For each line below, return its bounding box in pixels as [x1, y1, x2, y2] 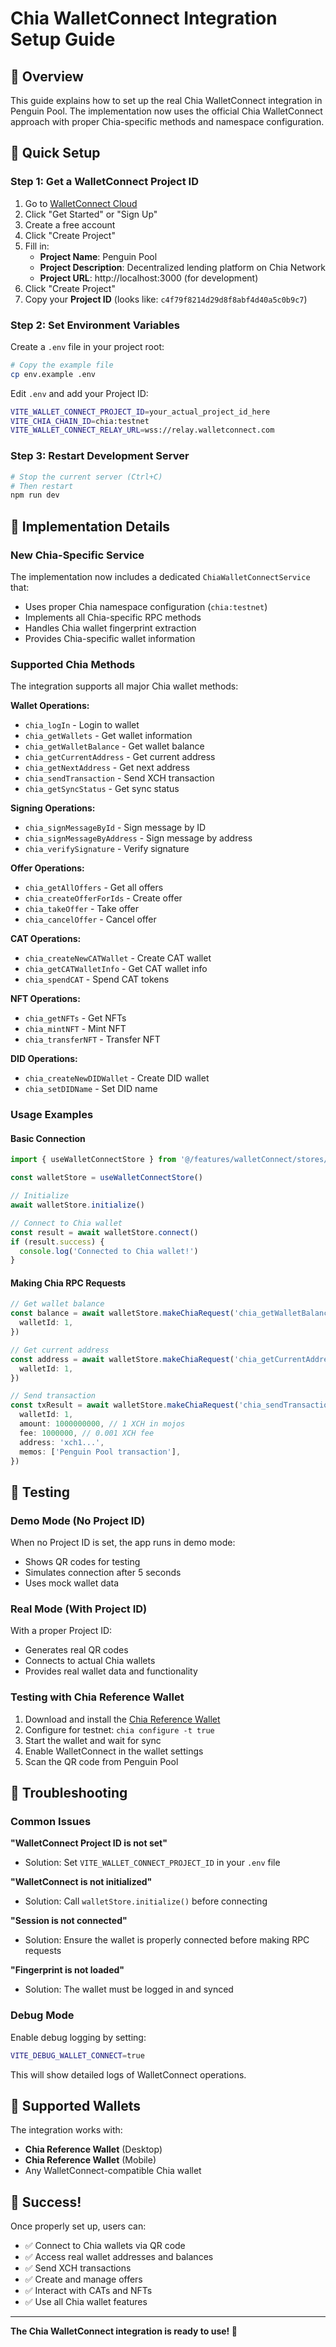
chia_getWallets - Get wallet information [24, 730, 193, 742]
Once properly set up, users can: [10, 2220, 147, 2232]
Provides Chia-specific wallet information [24, 632, 196, 644]
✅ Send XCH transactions [24, 2262, 132, 2274]
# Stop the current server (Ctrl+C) [10, 472, 163, 482]
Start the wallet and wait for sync [24, 1734, 162, 1746]
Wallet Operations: [10, 700, 90, 712]
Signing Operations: [10, 802, 96, 814]
